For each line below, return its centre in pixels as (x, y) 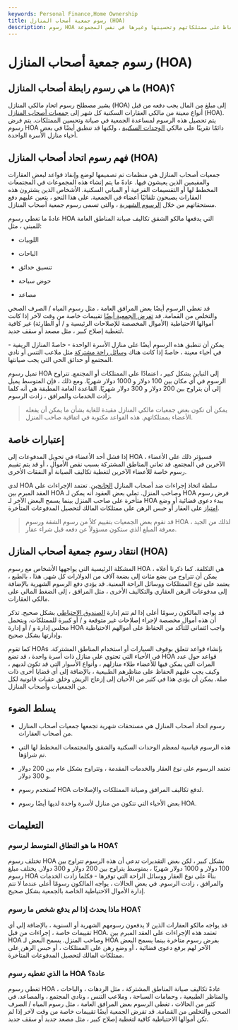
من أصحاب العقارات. (46, 733)
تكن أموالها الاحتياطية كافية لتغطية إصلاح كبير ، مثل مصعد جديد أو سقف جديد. (108, 1019)
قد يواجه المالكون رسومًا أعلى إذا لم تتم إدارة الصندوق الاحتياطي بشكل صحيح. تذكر (116, 612)
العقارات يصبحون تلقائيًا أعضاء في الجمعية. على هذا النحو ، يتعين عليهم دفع (105, 197)
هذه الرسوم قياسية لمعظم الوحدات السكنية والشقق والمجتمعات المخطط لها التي (124, 747)
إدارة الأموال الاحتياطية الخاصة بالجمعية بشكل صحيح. (77, 891)
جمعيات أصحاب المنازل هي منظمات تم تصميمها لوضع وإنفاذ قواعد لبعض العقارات (114, 175)
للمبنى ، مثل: (25, 226)
